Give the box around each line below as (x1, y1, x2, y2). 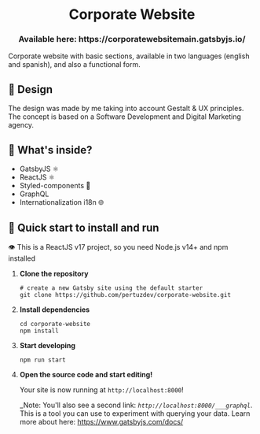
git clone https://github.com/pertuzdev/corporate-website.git (19, 291, 232, 299)
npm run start (19, 356, 66, 364)
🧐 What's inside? (8, 143, 93, 157)
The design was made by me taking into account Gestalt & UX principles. (8, 104, 244, 113)
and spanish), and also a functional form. (8, 60, 141, 69)
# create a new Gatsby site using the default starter (19, 284, 203, 292)
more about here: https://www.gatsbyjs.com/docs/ (19, 417, 184, 426)
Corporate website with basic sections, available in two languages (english (8, 51, 250, 61)
